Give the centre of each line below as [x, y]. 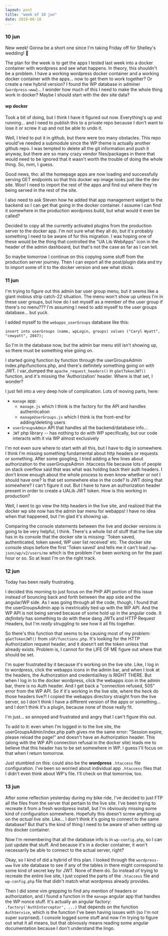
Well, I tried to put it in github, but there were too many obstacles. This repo [83, 138]
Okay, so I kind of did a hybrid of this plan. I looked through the [70, 860]
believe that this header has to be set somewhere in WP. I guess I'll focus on [84, 748]
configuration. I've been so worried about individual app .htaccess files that [83, 768]
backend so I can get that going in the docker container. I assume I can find [83, 205]
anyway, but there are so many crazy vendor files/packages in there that [80, 154]
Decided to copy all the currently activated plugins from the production [78, 225]
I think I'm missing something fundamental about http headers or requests [81, 453]
